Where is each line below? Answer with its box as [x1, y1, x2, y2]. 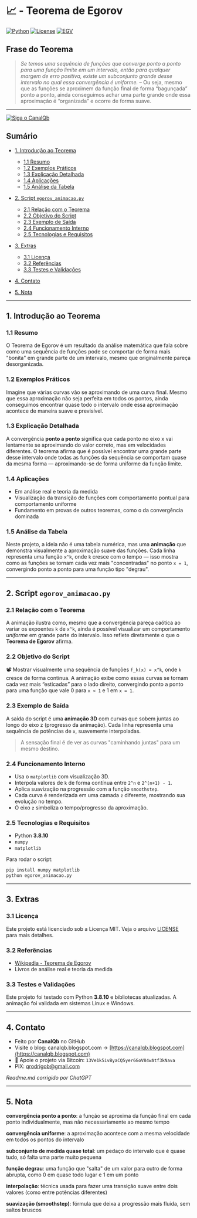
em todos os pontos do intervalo [6, 1136, 84, 1143]
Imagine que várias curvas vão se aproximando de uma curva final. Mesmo [6, 389, 188, 396]
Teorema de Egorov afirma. [6, 638, 73, 645]
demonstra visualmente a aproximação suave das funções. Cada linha [6, 547, 176, 554]
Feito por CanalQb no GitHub [14, 1038, 86, 1045]
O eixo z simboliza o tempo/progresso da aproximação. [14, 804, 148, 811]
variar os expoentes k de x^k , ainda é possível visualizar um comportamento [6, 625, 191, 632]
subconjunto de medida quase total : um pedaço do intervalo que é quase [6, 1147, 186, 1154]
